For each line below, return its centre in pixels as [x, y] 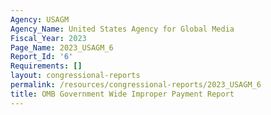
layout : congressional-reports [75, 76]
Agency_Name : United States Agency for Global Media [122, 29]
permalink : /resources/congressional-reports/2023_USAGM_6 [136, 85]
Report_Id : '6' [42, 57]
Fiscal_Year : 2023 [48, 38]
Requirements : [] [46, 66]
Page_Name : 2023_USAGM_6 [62, 47]
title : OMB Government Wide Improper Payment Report [122, 94]
